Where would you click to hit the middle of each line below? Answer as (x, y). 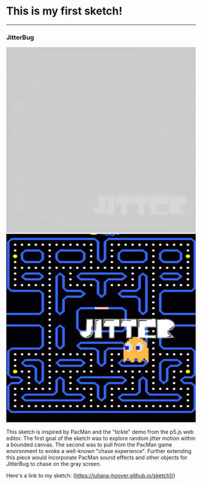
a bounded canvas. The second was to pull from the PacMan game (89, 445)
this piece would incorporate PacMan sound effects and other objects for (97, 458)
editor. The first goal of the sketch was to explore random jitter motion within (101, 439)
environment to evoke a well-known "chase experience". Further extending (99, 451)
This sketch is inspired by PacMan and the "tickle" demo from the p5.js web (100, 432)
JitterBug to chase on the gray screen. (54, 464)
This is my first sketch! (64, 11)
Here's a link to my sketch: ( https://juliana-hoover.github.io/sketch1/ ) (91, 476)
